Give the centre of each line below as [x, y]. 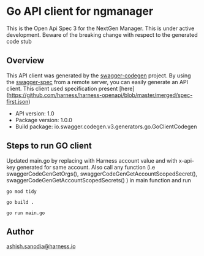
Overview [25, 60]
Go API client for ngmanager [80, 11]
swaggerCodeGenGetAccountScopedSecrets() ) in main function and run [99, 180]
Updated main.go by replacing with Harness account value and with [92, 160]
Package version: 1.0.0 [43, 120]
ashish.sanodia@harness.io [41, 246]
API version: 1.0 [35, 113]
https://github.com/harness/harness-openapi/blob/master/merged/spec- [100, 95]
